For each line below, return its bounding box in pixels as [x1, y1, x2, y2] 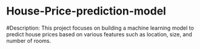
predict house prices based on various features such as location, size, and [6, 30, 193, 38]
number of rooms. [6, 37, 52, 44]
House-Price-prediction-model [6, 4, 167, 18]
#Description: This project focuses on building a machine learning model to [6, 24, 194, 31]
